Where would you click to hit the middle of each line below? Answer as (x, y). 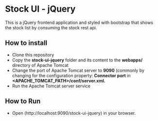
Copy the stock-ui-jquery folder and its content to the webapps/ (77, 60)
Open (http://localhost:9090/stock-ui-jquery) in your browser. (74, 113)
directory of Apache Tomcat (40, 65)
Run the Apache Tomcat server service (51, 86)
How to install (26, 43)
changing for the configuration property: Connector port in (71, 75)
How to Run (23, 101)
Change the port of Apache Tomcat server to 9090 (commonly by (78, 70)
